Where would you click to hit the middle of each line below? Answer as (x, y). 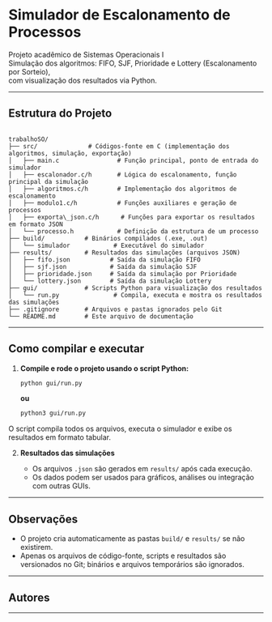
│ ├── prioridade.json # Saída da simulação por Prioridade (123, 274)
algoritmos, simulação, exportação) (70, 153)
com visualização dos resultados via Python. (83, 80)
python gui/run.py (51, 383)
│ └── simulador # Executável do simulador (106, 245)
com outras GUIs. (61, 486)
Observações (43, 519)
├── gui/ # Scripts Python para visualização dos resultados (136, 288)
